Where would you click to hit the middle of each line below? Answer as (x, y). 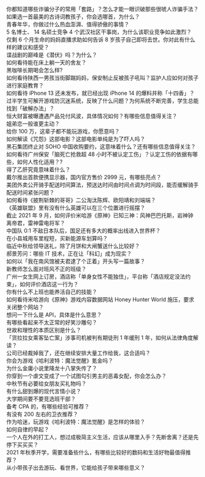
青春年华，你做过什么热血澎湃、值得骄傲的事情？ (68, 24)
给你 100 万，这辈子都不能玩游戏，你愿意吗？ (63, 131)
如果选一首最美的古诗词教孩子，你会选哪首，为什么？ (73, 17)
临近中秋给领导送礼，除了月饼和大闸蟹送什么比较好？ (73, 246)
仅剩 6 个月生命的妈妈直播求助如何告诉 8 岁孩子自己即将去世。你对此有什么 (101, 39)
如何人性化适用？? (40, 162)
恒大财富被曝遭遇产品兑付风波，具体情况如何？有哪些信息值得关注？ (92, 116)
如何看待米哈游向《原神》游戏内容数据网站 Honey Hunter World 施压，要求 (100, 299)
